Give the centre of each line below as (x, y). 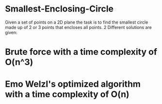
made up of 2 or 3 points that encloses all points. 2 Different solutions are (78, 27)
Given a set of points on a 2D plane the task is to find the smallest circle (77, 22)
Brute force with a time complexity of (81, 52)
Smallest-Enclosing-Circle (59, 9)
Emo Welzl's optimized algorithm (73, 84)
